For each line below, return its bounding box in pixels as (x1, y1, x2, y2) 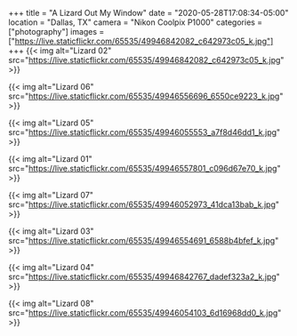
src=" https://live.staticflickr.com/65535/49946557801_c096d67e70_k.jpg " (8, 164, 281, 173)
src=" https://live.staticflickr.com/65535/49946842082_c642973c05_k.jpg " (8, 55, 285, 65)
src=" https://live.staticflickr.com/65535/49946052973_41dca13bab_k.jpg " (8, 199, 280, 210)
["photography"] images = (8, 27, 105, 36)
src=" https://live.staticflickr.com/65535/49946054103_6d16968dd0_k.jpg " (8, 308, 282, 318)
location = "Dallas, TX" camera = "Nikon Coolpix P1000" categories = (8, 17, 263, 28)
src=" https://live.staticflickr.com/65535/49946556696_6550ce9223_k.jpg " (8, 91, 284, 101)
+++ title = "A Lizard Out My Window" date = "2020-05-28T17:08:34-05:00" (8, 8, 289, 18)
